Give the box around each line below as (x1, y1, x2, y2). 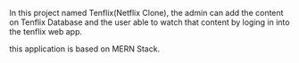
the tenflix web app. (9, 27, 83, 36)
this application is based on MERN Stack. (9, 43, 161, 54)
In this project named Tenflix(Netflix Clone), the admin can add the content (9, 8, 284, 18)
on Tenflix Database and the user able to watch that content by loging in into (9, 17, 290, 28)
